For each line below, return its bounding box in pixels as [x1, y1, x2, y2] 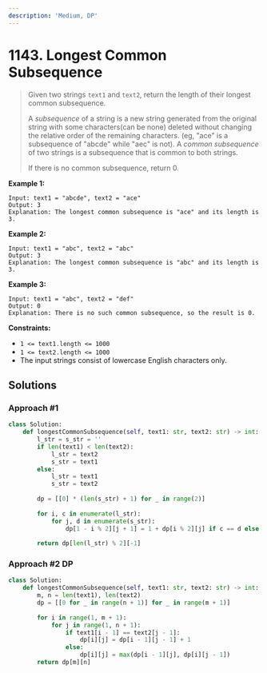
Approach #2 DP [8, 559, 74, 570]
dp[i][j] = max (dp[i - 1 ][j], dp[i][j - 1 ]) [79, 651, 230, 659]
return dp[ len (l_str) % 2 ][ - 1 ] [37, 540, 141, 548]
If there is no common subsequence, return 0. [27, 163, 180, 173]
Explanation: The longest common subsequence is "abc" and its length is [8, 258, 260, 266]
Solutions [8, 378, 58, 392]
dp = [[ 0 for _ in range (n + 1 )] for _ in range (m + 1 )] [37, 599, 231, 607]
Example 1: [8, 178, 46, 188]
